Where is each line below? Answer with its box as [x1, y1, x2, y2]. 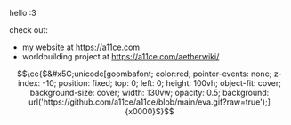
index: [17, 78, 41, 88]
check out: [9, 25, 49, 35]
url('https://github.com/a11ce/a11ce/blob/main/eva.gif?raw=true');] [28, 97, 271, 107]
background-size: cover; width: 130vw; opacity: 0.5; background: [29, 88, 270, 98]
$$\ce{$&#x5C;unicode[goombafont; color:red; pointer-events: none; [17, 68, 272, 79]
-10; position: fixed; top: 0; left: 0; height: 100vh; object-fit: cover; [42, 78, 282, 88]
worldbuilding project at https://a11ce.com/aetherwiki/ [21, 51, 220, 61]
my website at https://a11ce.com [21, 42, 141, 52]
